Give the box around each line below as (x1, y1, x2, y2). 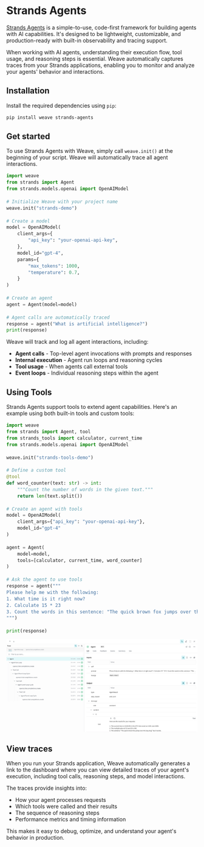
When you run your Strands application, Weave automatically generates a (6, 760, 190, 767)
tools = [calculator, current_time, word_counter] (17, 557, 143, 564)
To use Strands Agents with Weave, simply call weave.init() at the (6, 147, 173, 155)
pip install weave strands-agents (6, 114, 94, 121)
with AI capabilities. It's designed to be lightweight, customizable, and (6, 30, 181, 37)
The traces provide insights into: (6, 784, 87, 792)
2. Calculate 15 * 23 (6, 602, 61, 608)
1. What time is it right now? (6, 595, 86, 602)
